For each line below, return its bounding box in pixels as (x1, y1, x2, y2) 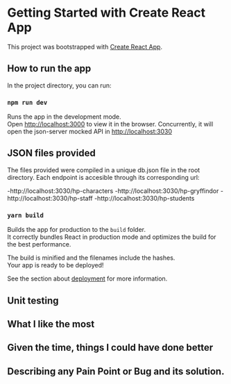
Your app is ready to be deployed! (7, 261, 104, 269)
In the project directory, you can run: (7, 81, 112, 90)
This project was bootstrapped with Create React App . (7, 42, 163, 51)
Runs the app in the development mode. (7, 112, 121, 121)
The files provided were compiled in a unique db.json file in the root (7, 165, 200, 174)
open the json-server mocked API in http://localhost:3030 (7, 127, 172, 136)
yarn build (7, 211, 44, 219)
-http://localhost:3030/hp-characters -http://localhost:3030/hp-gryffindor (7, 186, 219, 195)
